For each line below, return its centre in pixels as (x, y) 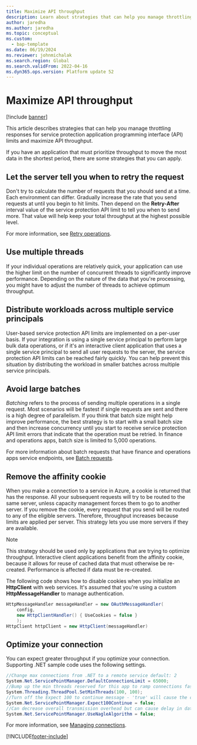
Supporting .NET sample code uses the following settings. (76, 665)
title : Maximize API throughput (45, 11)
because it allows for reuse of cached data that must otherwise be (86, 563)
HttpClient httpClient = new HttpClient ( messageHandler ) (77, 626)
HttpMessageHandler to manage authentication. (65, 593)
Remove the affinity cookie (56, 476)
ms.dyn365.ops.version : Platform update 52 (60, 72)
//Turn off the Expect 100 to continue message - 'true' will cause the (97, 697)
